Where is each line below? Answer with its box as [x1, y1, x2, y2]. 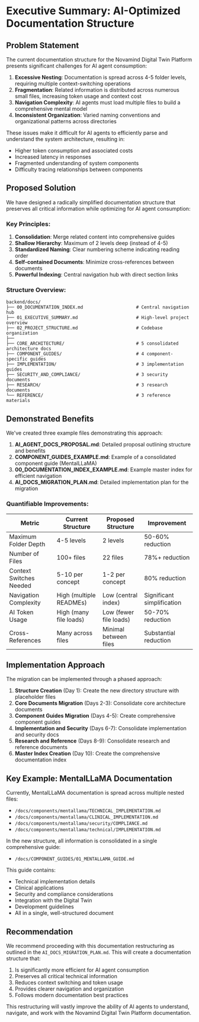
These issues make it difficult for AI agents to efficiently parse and [6, 129, 168, 136]
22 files [102, 553, 124, 561]
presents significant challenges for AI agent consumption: [6, 62, 147, 69]
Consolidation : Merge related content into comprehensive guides [14, 233, 175, 240]
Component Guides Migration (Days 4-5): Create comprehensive [14, 712, 176, 719]
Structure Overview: [6, 286, 66, 294]
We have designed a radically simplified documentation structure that [6, 198, 176, 205]
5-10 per [56, 570, 84, 579]
